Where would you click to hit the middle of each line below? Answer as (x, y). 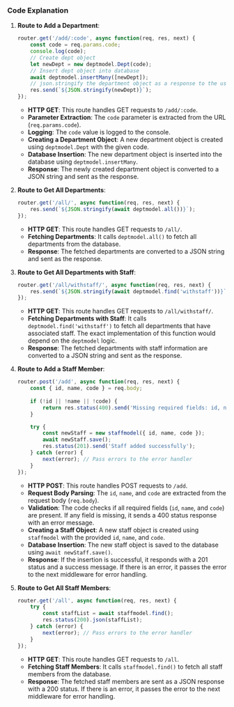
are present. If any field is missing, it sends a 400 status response (122, 515)
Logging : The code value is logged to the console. (99, 132)
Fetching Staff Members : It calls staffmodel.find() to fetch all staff (125, 667)
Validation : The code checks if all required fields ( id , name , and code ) (126, 508)
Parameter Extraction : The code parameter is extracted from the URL (127, 118)
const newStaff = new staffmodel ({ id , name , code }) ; (124, 433)
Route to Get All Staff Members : (64, 588)
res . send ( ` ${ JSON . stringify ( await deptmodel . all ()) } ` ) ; (113, 209)
